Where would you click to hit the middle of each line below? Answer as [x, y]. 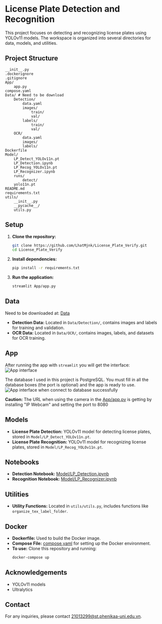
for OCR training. [29, 338]
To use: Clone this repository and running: [54, 548]
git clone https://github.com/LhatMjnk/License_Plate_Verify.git [79, 245]
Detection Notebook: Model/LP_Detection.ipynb [60, 474]
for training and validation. [38, 328]
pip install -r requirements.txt [46, 268]
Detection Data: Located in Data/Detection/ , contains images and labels [85, 322]
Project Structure [32, 59]
